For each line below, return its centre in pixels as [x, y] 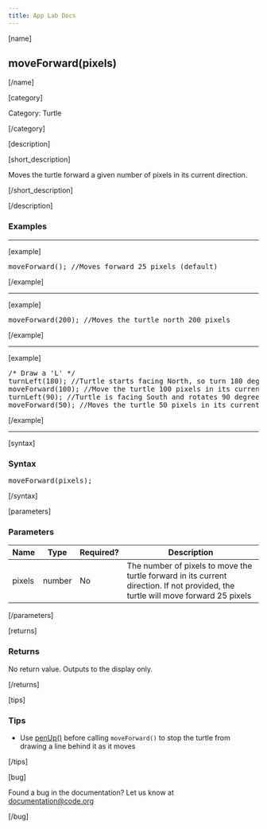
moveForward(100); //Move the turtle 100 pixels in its [119, 389]
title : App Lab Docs [43, 16]
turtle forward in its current [177, 576]
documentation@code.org [51, 800]
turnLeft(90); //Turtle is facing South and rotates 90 [119, 397]
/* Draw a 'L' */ [42, 373]
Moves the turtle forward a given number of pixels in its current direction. [128, 175]
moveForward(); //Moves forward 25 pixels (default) [113, 266]
